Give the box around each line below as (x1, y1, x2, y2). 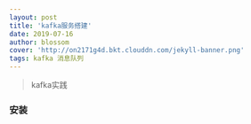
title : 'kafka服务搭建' (9, 21, 92, 30)
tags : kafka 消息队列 (9, 54, 85, 63)
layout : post (9, 12, 58, 22)
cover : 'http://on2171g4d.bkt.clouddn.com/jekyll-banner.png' (9, 46, 245, 55)
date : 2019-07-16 (9, 29, 74, 38)
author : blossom (9, 37, 69, 47)
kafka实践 (30, 80, 69, 89)
